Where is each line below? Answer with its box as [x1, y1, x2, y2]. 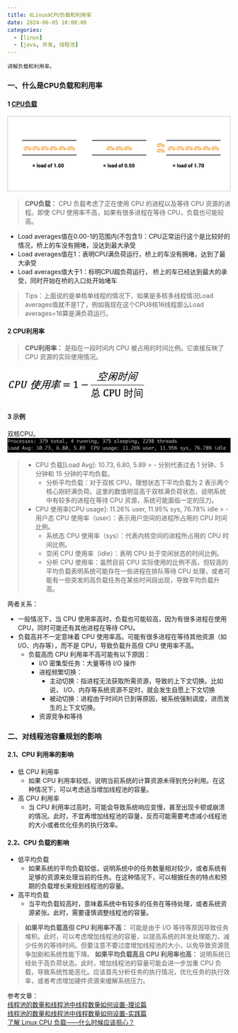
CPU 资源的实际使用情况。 [24, 353, 103, 361]
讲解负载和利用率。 [7, 63, 55, 70]
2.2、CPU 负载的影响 [7, 838, 69, 847]
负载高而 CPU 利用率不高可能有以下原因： [28, 650, 151, 658]
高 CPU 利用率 [17, 794, 60, 803]
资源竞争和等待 [38, 712, 83, 721]
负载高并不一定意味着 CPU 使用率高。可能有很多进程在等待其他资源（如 [17, 632, 227, 640]
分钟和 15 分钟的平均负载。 [35, 469, 114, 478]
